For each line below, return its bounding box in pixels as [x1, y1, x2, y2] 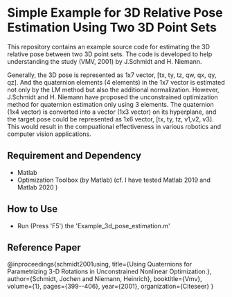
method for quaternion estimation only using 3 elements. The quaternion [7, 100, 214, 108]
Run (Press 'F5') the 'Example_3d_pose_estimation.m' [17, 221, 171, 230]
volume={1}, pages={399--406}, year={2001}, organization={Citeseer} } [7, 282, 214, 291]
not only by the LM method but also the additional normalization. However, [7, 85, 220, 94]
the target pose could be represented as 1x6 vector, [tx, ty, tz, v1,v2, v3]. [7, 114, 214, 123]
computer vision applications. [7, 130, 91, 138]
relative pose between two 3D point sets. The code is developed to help [7, 50, 213, 58]
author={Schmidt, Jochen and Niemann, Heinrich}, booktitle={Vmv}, [7, 275, 202, 283]
